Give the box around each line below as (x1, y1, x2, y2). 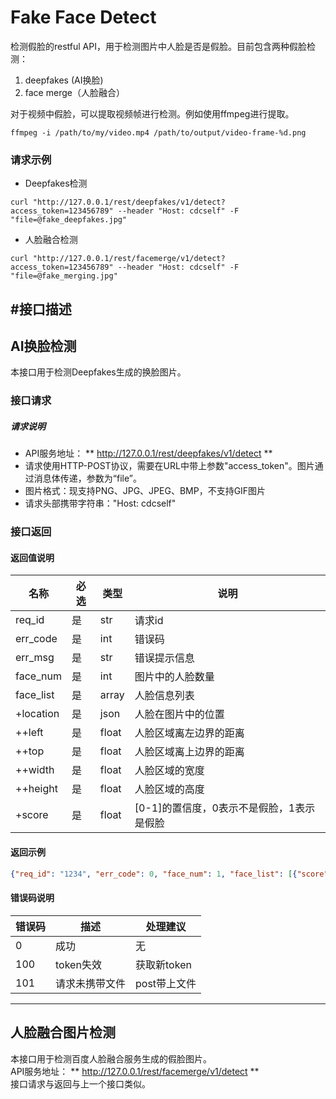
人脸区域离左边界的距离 (134, 726, 245, 740)
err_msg (15, 651, 55, 665)
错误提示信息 (134, 651, 195, 665)
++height (15, 782, 58, 796)
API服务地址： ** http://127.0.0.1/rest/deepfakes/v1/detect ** (24, 447, 273, 460)
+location (15, 707, 60, 721)
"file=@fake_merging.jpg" (10, 271, 118, 281)
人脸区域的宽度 (134, 764, 205, 778)
